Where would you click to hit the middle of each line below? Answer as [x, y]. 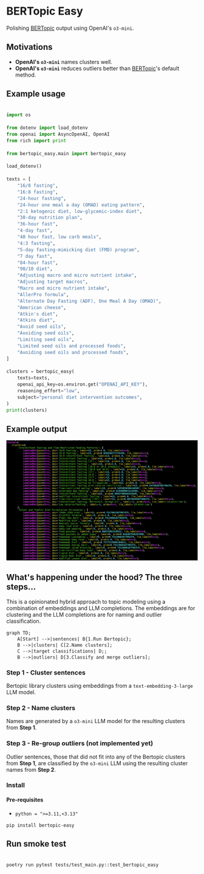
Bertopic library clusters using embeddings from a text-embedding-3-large [100, 685]
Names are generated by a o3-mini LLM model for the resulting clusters [96, 721]
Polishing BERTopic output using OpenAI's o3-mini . [70, 28]
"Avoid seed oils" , [42, 327]
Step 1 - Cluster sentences [46, 672]
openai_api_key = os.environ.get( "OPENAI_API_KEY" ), [83, 384]
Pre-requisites [25, 800]
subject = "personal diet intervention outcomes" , [80, 397]
